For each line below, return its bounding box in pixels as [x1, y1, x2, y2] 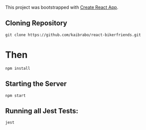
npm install [5, 66, 30, 71]
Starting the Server [5, 79, 67, 88]
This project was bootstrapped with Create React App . [5, 5, 119, 10]
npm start [5, 93, 26, 98]
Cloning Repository [5, 19, 67, 27]
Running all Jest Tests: [5, 106, 78, 115]
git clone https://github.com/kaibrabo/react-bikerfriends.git [5, 32, 141, 37]
